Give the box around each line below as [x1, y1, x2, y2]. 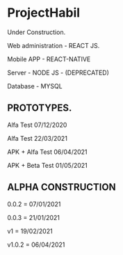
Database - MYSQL [7, 82, 63, 90]
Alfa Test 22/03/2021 [7, 134, 68, 142]
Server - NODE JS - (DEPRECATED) [7, 68, 110, 77]
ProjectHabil [7, 5, 81, 21]
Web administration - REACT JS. [7, 41, 100, 49]
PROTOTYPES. [7, 102, 72, 114]
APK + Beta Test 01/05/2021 [7, 161, 88, 169]
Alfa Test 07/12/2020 [7, 121, 67, 129]
